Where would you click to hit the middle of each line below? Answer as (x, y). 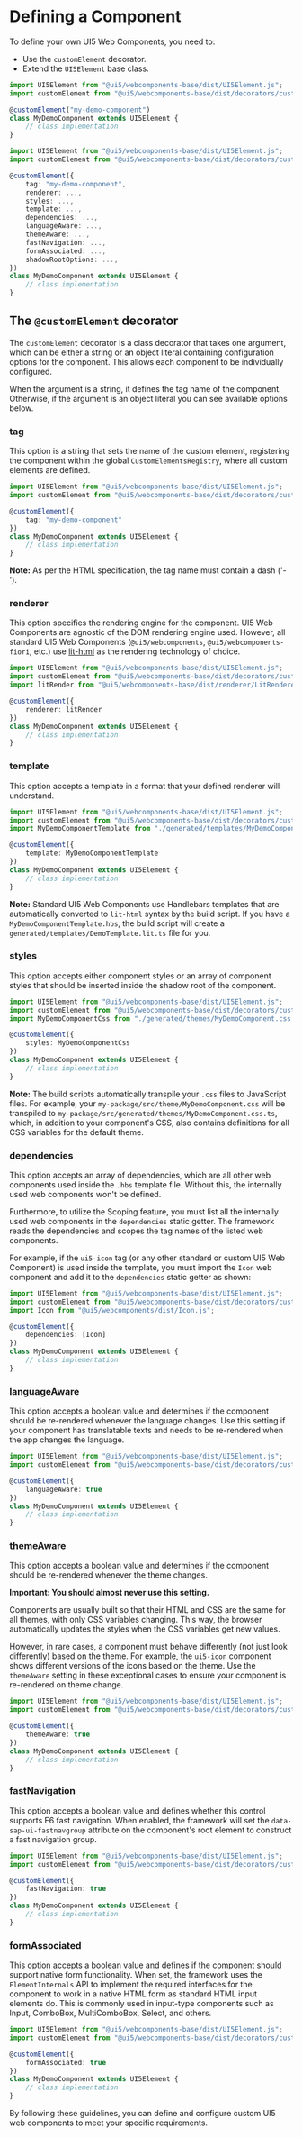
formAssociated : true (66, 2062)
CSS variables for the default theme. (76, 1132)
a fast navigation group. (53, 1839)
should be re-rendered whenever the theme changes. (109, 1575)
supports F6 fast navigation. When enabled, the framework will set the (139, 1820)
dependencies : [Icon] (66, 1335)
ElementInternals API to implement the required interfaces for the (131, 1985)
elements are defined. (50, 470)
